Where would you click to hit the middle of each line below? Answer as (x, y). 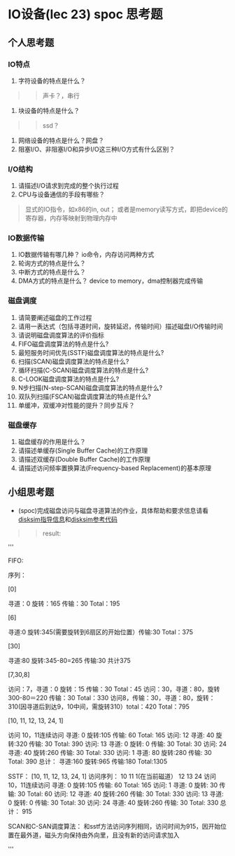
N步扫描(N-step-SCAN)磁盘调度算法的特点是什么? (90, 387)
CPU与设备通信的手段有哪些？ (62, 194)
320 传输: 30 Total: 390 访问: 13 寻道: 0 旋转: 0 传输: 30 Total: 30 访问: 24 (121, 744)
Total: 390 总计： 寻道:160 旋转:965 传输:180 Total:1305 (87, 761)
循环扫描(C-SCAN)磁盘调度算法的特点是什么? (83, 370)
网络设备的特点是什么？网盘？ (61, 140)
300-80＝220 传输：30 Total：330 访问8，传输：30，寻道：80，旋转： (112, 697)
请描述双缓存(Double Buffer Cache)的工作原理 (84, 460)
